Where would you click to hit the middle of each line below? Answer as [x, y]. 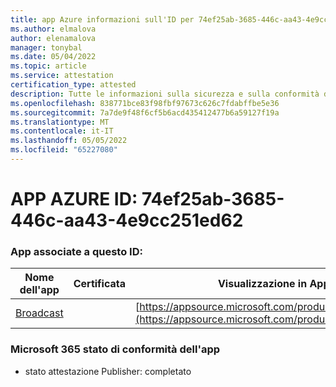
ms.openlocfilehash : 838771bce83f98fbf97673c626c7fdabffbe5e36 [145, 103]
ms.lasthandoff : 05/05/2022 [69, 141]
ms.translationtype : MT [60, 122]
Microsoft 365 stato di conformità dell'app [115, 349]
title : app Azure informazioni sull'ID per [102, 19]
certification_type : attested [73, 85]
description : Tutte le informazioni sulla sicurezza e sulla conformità [165, 94]
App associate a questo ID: [76, 251]
